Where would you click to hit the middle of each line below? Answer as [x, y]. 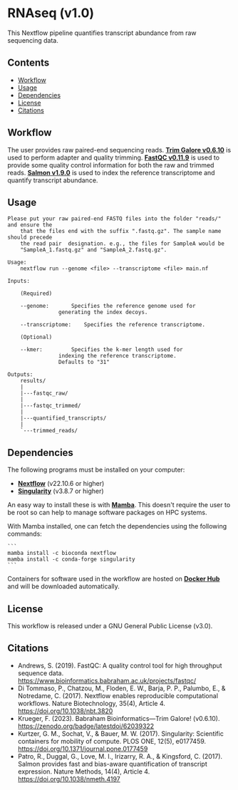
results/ [33, 381]
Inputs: [19, 281]
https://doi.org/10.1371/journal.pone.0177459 [83, 749]
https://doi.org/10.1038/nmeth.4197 [69, 779]
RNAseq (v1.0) [51, 13]
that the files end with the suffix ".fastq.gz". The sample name [121, 232]
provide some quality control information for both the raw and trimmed [111, 165]
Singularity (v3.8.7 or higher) [61, 491]
